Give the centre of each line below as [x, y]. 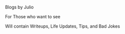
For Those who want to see [33, 17]
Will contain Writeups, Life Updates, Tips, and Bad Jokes [63, 26]
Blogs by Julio [19, 7]
